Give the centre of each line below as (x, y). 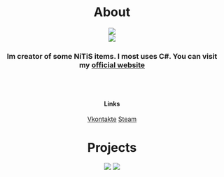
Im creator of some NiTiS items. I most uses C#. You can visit (112, 56)
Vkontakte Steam (112, 119)
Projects (112, 147)
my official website (112, 65)
